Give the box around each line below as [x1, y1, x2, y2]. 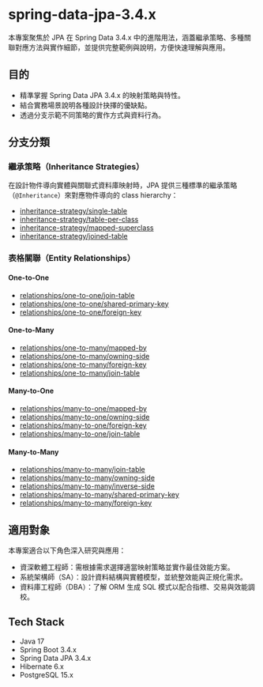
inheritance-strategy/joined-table [19, 232, 128, 241]
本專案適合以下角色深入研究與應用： [8, 545, 126, 555]
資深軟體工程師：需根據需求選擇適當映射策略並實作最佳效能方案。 [19, 562, 235, 572]
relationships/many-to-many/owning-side [19, 473, 156, 483]
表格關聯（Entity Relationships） [8, 253, 136, 264]
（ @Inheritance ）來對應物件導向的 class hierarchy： [8, 191, 178, 200]
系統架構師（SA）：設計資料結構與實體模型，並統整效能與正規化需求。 [19, 572, 247, 582]
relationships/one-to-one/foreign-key [19, 307, 142, 317]
